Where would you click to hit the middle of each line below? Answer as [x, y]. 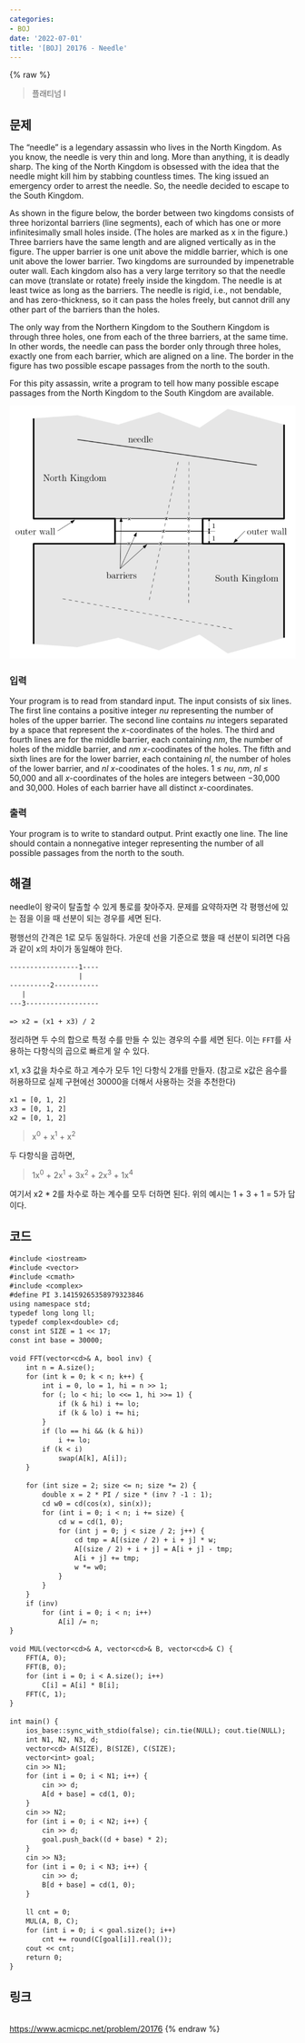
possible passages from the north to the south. [97, 852]
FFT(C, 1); [46, 1694]
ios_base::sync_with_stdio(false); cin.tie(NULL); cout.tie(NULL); [156, 1731]
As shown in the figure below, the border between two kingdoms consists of [152, 213]
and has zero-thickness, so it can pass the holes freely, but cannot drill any [150, 300]
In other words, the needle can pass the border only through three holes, [145, 347]
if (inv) [42, 1604]
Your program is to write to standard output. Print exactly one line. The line [149, 833]
